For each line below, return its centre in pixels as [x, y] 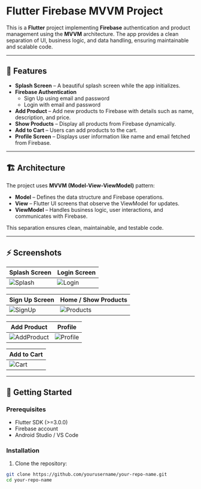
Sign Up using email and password [66, 98]
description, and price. [43, 117]
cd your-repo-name [29, 480]
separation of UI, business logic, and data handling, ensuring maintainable [98, 40]
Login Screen [77, 272]
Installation [23, 450]
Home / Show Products [94, 300]
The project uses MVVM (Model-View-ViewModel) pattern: [81, 185]
